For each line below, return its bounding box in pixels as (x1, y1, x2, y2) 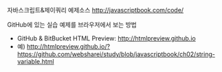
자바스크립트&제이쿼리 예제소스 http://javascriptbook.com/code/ (7, 6, 184, 14)
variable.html (16, 58, 54, 65)
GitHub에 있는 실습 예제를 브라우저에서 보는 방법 (7, 21, 137, 29)
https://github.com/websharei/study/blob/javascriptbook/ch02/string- (16, 50, 215, 58)
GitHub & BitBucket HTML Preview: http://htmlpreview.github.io (16, 34, 196, 43)
